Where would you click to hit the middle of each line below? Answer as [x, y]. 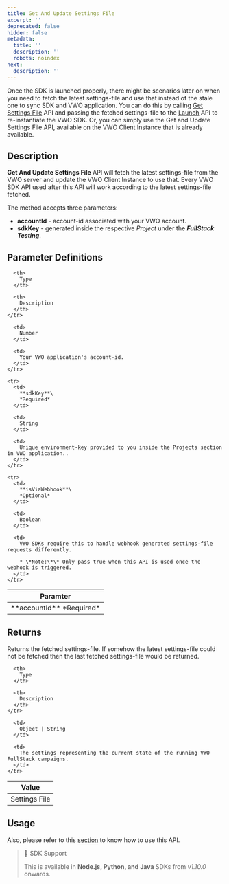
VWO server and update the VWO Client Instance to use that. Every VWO [110, 180]
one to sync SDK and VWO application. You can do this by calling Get [105, 105]
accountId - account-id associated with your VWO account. [102, 221]
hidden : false [27, 33]
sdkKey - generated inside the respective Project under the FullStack [116, 228]
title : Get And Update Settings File [61, 13]
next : [15, 65]
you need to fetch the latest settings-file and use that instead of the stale [110, 98]
